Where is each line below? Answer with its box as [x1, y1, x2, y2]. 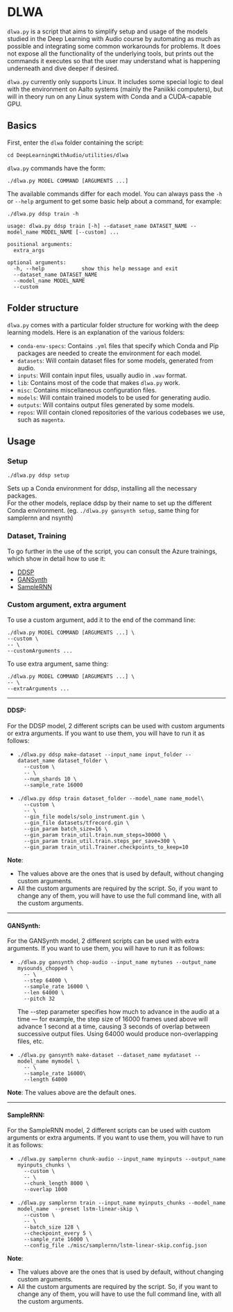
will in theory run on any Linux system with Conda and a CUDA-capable [7, 92, 212, 101]
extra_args [13, 247, 45, 254]
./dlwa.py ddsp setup [7, 472, 70, 479]
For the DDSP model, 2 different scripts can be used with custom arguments [7, 722, 225, 730]
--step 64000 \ [24, 977, 68, 984]
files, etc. [17, 1037, 44, 1046]
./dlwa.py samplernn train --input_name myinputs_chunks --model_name [17, 1199, 226, 1206]
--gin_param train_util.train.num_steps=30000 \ [24, 832, 167, 839]
